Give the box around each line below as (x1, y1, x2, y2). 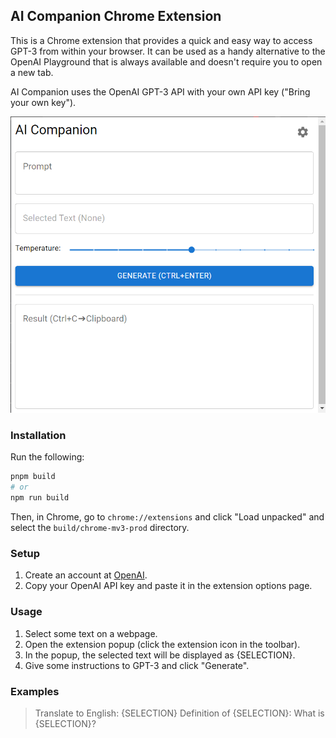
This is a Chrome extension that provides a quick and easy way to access (10, 34, 313, 46)
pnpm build (10, 472, 56, 482)
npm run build (10, 493, 70, 503)
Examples (10, 684, 60, 698)
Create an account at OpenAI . (24, 569, 148, 581)
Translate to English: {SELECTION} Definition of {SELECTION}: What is (34, 707, 325, 719)
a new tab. (10, 66, 54, 78)
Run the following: (10, 451, 85, 463)
